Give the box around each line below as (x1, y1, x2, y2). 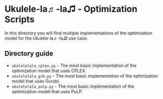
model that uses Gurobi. (11, 78, 61, 84)
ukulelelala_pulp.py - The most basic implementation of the (11, 83, 135, 89)
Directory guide (4, 49, 53, 58)
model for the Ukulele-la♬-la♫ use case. (4, 35, 89, 41)
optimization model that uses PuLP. (11, 88, 83, 94)
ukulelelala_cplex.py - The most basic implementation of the (11, 62, 137, 68)
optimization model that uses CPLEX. (11, 68, 87, 74)
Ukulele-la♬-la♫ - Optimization (4, 3, 138, 15)
